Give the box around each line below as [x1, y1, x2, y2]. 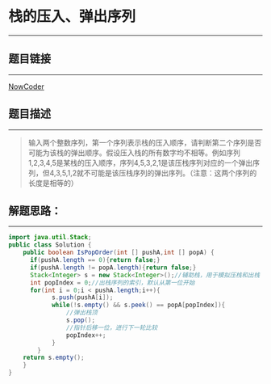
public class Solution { [8, 241, 92, 249]
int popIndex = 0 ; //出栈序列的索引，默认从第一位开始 [29, 278, 195, 287]
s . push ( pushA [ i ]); [51, 293, 114, 302]
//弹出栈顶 [65, 309, 98, 317]
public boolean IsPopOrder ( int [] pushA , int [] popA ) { [23, 248, 215, 257]
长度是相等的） [27, 178, 78, 188]
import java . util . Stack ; [8, 234, 92, 242]
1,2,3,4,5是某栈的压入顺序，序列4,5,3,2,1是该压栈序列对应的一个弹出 [27, 158, 253, 167]
